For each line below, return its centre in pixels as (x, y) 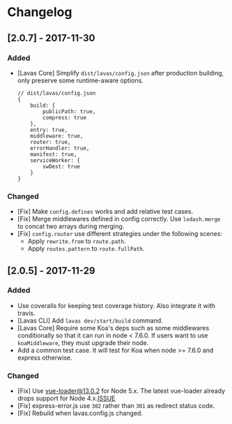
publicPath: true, (69, 111)
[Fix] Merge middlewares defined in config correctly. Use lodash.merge (119, 219)
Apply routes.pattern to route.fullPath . (86, 249)
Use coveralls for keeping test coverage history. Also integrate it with (116, 305)
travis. (26, 313)
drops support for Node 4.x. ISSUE (66, 398)
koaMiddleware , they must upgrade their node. (83, 342)
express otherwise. (45, 358)
